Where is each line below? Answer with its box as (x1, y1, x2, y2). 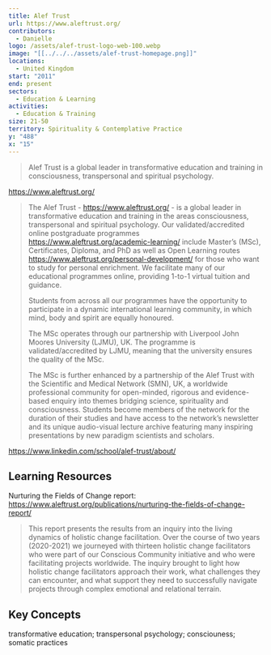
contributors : (8, 27, 57, 35)
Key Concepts (8, 607, 81, 621)
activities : (8, 102, 49, 110)
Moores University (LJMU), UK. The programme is (28, 337, 196, 347)
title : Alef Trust (8, 11, 70, 20)
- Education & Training (15, 110, 95, 118)
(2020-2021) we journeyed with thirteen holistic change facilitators (28, 541, 251, 551)
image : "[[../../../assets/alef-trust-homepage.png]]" (8, 49, 197, 58)
